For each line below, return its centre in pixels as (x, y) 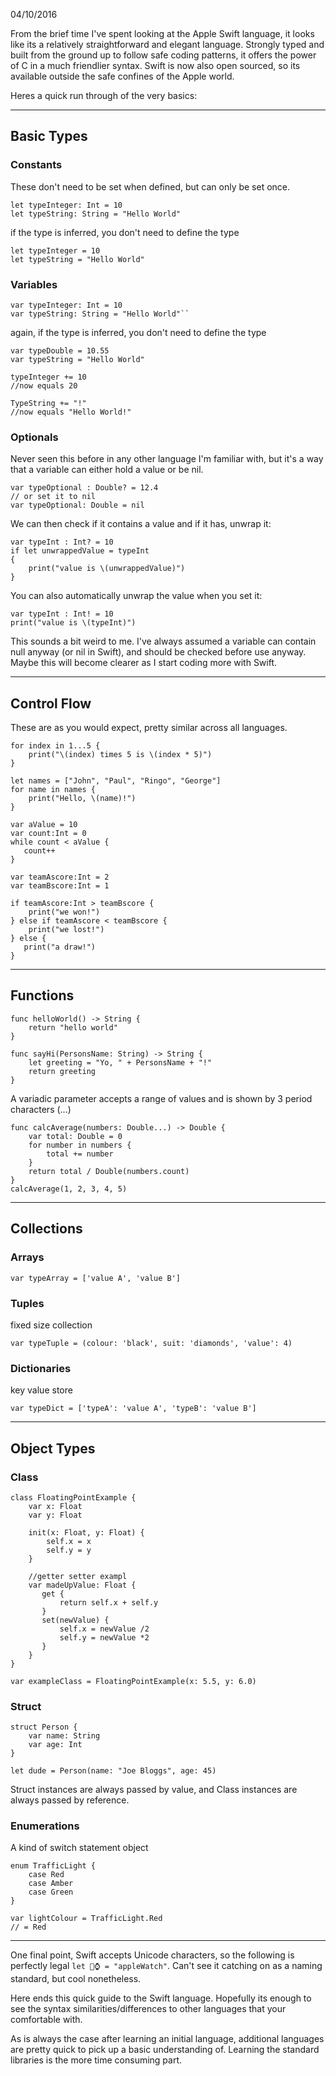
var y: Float (55, 1515)
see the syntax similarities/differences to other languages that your (148, 2009)
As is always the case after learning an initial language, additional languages (167, 2039)
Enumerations (45, 1826)
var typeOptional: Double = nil (77, 505)
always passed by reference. (70, 1800)
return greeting (62, 1071)
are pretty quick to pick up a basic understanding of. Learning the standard (165, 2050)
